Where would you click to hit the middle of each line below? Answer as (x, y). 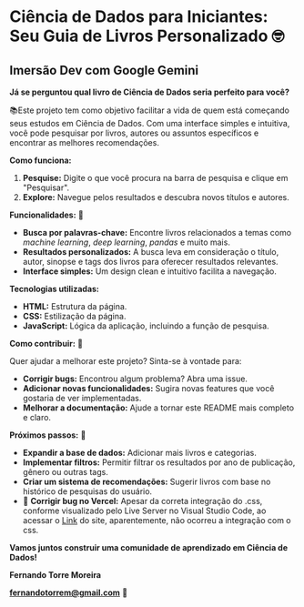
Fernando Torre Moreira (56, 575)
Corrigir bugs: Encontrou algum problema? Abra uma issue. (135, 379)
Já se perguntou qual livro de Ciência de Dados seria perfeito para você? (149, 92)
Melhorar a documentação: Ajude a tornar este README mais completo (158, 408)
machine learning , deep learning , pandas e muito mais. (126, 242)
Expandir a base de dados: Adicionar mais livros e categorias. (139, 453)
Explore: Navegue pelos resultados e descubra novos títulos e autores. (156, 197)
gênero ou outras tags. (66, 472)
